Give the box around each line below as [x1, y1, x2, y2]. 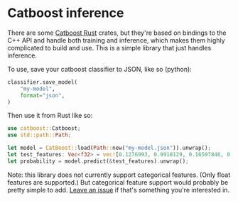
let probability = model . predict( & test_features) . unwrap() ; [7, 158, 190, 165]
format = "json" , [20, 92, 65, 99]
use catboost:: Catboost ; [7, 125, 81, 132]
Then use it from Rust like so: [7, 112, 93, 120]
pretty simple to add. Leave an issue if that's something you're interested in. [7, 185, 229, 194]
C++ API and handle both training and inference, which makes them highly [7, 36, 225, 44]
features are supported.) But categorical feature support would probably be [7, 178, 229, 186]
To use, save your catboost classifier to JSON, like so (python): [7, 65, 192, 73]
